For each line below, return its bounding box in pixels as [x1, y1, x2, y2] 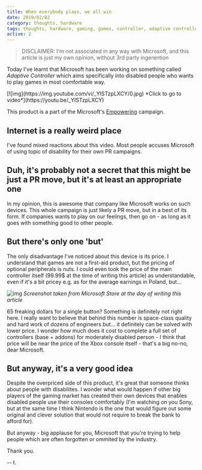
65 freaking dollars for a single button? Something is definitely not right [7, 308, 183, 315]
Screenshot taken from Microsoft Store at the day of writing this [23, 290, 182, 297]
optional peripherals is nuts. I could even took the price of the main [7, 265, 172, 272]
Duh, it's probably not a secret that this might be [7, 165, 191, 175]
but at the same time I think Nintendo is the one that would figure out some [7, 405, 191, 412]
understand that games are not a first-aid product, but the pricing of [7, 259, 175, 266]
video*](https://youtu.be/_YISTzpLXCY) [7, 97, 104, 104]
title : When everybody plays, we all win [7, 8, 112, 15]
